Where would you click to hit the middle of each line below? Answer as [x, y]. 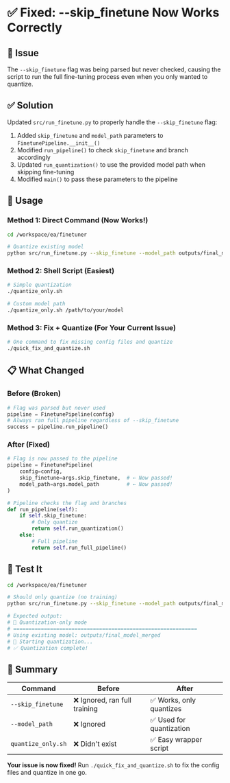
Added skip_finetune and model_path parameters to [90, 135]
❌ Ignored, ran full [102, 700]
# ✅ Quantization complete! [48, 648]
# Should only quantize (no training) [62, 597]
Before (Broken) [34, 394]
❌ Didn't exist [95, 744]
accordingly [34, 157]
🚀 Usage [25, 201]
